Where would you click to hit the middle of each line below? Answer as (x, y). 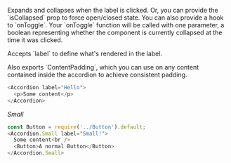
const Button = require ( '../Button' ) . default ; (77, 127)
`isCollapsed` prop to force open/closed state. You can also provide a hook (115, 18)
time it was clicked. (35, 40)
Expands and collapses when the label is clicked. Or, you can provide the (113, 10)
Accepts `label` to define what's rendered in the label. (85, 53)
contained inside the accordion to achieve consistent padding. (97, 74)
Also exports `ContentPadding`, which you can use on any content (103, 67)
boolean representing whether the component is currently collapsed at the (115, 32)
